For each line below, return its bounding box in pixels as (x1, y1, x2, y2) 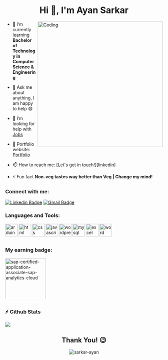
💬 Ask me (12, 84, 32, 90)
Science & (12, 64, 34, 70)
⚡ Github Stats (5, 308, 41, 315)
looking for (12, 121, 35, 127)
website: (12, 146, 30, 152)
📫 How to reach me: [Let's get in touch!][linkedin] (12, 162, 116, 168)
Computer (12, 58, 34, 64)
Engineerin (12, 69, 36, 75)
